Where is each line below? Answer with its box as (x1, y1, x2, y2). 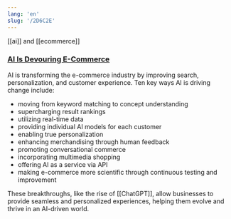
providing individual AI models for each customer (17, 122, 162, 131)
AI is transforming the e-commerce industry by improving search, (7, 71, 199, 79)
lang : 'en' (7, 10, 40, 18)
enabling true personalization (17, 130, 104, 138)
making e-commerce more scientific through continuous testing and (17, 168, 218, 176)
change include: (7, 86, 55, 94)
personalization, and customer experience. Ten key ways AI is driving (7, 78, 211, 86)
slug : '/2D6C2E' (7, 17, 55, 24)
